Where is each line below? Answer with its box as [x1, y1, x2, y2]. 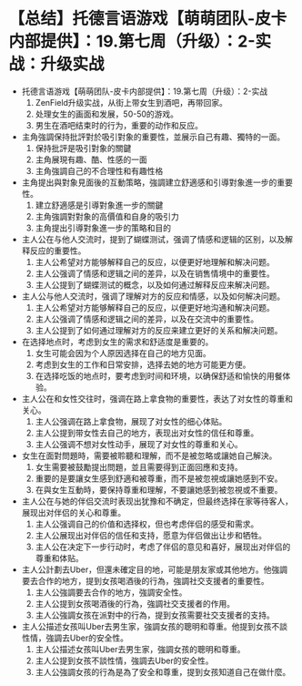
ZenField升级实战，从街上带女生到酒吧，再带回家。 [35, 97, 228, 108]
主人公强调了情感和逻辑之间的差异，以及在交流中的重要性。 [35, 313, 259, 324]
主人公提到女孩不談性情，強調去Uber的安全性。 [35, 655, 215, 666]
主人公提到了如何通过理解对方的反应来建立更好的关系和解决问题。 [35, 324, 283, 335]
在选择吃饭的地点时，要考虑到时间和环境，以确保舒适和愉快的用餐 [35, 370, 283, 381]
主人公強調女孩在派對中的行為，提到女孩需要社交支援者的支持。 [35, 609, 275, 620]
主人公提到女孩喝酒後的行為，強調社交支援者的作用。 [35, 598, 236, 609]
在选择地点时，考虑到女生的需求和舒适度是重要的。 [21, 336, 214, 347]
